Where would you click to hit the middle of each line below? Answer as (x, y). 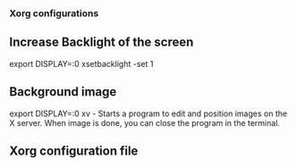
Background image (63, 92)
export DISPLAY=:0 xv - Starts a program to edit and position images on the (148, 113)
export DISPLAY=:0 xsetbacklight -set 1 (81, 63)
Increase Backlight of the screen (101, 42)
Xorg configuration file (74, 150)
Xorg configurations (54, 13)
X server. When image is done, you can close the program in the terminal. (144, 122)
